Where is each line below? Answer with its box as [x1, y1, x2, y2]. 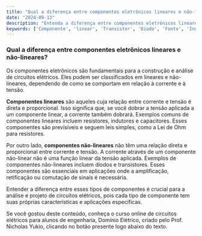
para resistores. [6, 130, 45, 137]
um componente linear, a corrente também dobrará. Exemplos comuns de [6, 110, 189, 118]
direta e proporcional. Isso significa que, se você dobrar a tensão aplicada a [6, 104, 194, 112]
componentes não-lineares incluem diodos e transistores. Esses [6, 161, 165, 168]
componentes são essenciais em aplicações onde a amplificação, [6, 167, 170, 174]
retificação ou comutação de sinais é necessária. [6, 173, 128, 181]
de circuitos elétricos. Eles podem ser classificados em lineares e [6, 73, 168, 80]
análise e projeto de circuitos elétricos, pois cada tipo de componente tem [6, 191, 190, 199]
